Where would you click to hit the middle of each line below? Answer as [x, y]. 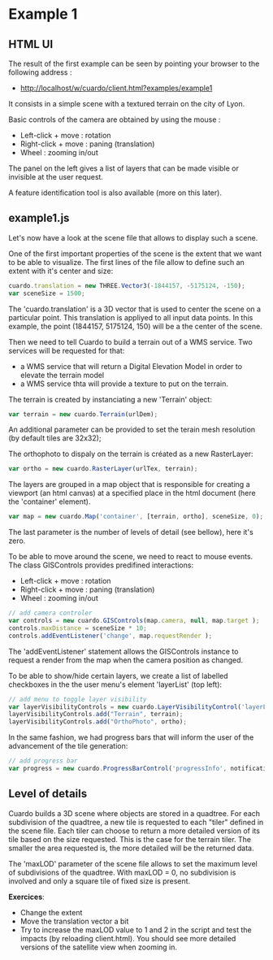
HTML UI [31, 44]
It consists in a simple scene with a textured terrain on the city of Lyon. [127, 104]
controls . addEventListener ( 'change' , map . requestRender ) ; [110, 636]
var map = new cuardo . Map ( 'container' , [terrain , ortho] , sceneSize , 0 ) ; [136, 517]
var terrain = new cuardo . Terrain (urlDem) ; [83, 414]
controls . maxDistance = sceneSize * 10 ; [78, 628]
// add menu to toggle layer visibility [78, 699]
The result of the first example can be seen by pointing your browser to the [134, 63]
